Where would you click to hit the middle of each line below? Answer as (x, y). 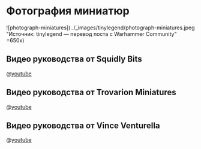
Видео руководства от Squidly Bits (74, 59)
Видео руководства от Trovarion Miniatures (91, 92)
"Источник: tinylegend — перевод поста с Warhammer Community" (91, 34)
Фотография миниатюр (68, 11)
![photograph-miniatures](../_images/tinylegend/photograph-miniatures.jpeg (100, 28)
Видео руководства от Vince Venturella (83, 125)
